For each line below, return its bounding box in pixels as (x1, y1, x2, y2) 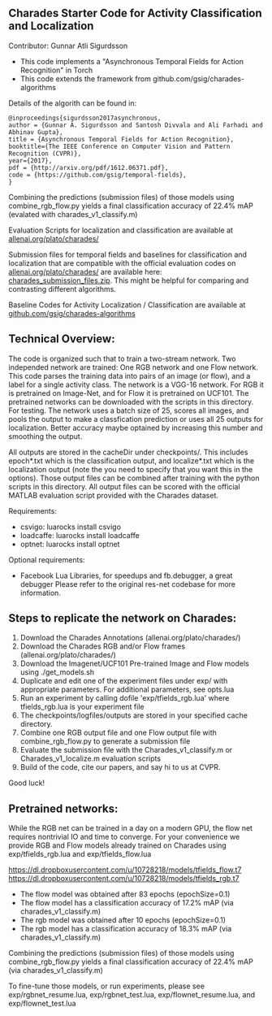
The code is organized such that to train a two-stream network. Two (8, 354, 236, 363)
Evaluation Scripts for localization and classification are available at (8, 225, 234, 235)
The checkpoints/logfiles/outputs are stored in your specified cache (19, 710, 248, 720)
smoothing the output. (8, 431, 83, 441)
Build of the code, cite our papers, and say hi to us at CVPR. (19, 762, 221, 772)
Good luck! (8, 778, 45, 788)
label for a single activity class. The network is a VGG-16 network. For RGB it (8, 380, 264, 389)
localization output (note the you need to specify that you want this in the (8, 464, 253, 474)
